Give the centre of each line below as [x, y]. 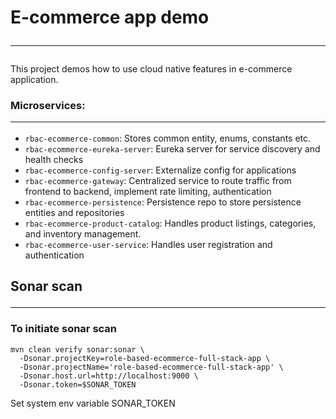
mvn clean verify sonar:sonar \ [77, 349]
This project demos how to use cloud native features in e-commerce [151, 69]
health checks [54, 159]
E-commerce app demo [110, 17]
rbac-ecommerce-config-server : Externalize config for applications [160, 170]
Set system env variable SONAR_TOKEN [93, 403]
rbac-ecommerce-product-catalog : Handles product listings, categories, [170, 223]
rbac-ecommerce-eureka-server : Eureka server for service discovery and [172, 148]
